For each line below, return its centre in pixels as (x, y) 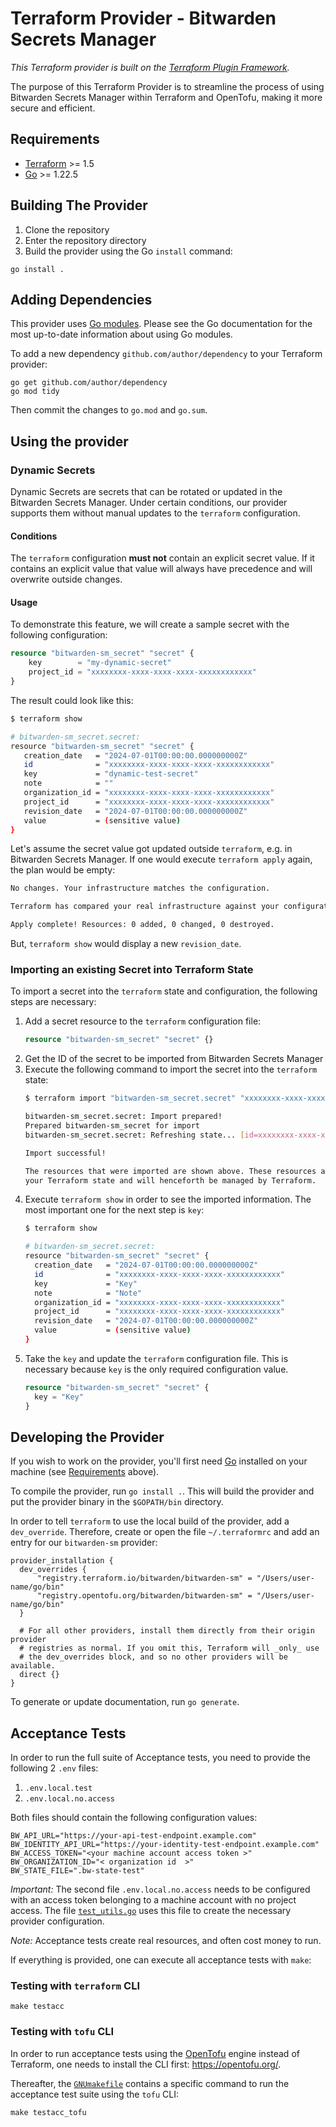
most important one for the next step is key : (114, 1210)
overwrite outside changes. (66, 579)
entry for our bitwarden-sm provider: (84, 1543)
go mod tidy (35, 392)
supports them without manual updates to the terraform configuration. (155, 513)
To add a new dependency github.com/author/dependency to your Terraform (166, 354)
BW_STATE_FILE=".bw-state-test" (77, 1871)
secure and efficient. (53, 108)
